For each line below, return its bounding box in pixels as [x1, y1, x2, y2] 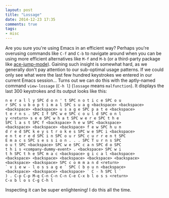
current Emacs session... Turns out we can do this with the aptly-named [5, 77, 156, 83]
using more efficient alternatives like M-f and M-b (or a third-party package [5, 56, 161, 61]
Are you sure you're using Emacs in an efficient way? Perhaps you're [5, 45, 149, 51]
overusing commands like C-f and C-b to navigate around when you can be [5, 50, 162, 56]
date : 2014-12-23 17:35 [5, 17, 56, 22]
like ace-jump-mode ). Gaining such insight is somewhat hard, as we [5, 61, 147, 67]
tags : [5, 26, 17, 31]
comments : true [5, 21, 38, 27]
